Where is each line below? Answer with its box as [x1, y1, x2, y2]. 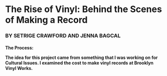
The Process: [5, 44, 34, 51]
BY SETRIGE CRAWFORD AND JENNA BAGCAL [5, 32, 121, 39]
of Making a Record [5, 14, 88, 26]
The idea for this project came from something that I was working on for [5, 54, 158, 60]
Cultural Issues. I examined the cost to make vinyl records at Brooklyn [5, 59, 154, 66]
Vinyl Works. [5, 65, 33, 71]
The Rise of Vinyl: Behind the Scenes [5, 4, 162, 15]
